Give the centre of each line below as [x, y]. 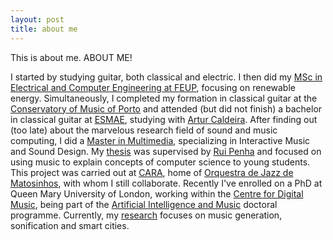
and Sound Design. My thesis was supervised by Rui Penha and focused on [166, 151]
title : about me [44, 29]
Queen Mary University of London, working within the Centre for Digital [157, 193]
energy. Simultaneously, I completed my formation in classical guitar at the [164, 98]
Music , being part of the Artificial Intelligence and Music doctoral [144, 204]
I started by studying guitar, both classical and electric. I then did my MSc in [166, 77]
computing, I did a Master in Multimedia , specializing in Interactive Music [160, 140]
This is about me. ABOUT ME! [71, 57]
